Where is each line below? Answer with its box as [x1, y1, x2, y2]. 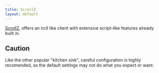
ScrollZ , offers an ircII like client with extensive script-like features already [5, 25, 154, 31]
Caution [5, 44, 30, 53]
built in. [5, 30, 21, 36]
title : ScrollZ [5, 7, 36, 12]
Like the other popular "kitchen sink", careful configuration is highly [5, 57, 141, 63]
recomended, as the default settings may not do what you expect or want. [5, 62, 154, 68]
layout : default [5, 12, 38, 17]
